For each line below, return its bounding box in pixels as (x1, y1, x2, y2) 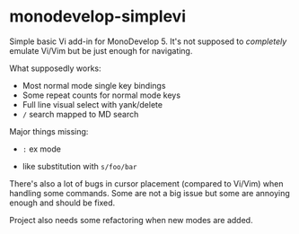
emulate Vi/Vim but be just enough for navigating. (9, 45, 193, 56)
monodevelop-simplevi (9, 6, 187, 27)
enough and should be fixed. (9, 197, 116, 208)
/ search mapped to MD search (22, 108, 139, 119)
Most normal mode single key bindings (22, 80, 166, 91)
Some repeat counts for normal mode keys (22, 90, 181, 100)
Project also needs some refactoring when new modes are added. (9, 214, 253, 225)
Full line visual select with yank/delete (22, 99, 163, 109)
